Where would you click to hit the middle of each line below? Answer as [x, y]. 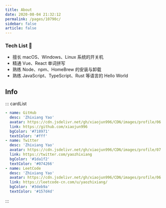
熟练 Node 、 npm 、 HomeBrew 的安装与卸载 [57, 70]
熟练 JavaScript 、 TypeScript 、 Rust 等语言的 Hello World [70, 76]
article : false [21, 28]
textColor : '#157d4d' [32, 192]
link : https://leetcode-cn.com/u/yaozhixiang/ [59, 182]
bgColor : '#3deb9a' [30, 187]
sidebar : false [21, 24]
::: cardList [16, 104]
